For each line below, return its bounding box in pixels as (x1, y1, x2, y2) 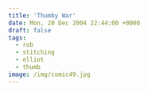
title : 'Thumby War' (8, 11, 77, 20)
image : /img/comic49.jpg (8, 70, 91, 78)
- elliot (15, 56, 45, 64)
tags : (8, 33, 26, 42)
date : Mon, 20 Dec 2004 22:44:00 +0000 (8, 19, 141, 27)
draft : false (8, 26, 52, 34)
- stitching (15, 48, 56, 56)
